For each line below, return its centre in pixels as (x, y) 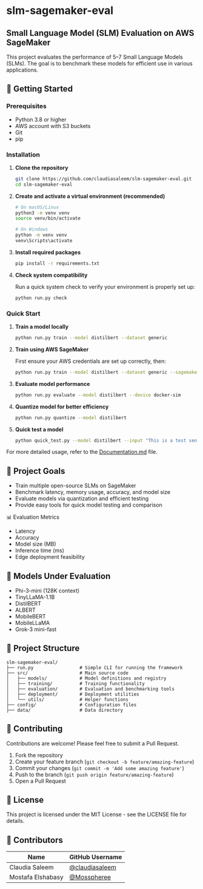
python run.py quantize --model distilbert (71, 417)
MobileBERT (30, 617)
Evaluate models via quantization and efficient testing (82, 499)
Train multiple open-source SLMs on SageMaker (75, 485)
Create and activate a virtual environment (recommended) (90, 196)
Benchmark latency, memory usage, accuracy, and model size (93, 492)
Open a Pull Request (41, 781)
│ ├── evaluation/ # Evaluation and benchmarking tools (90, 689)
